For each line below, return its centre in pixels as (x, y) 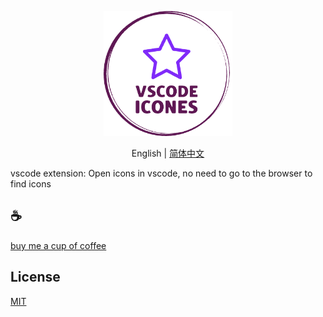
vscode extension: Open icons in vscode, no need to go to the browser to (161, 173)
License (35, 277)
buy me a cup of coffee (58, 245)
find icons (31, 184)
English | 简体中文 (168, 153)
